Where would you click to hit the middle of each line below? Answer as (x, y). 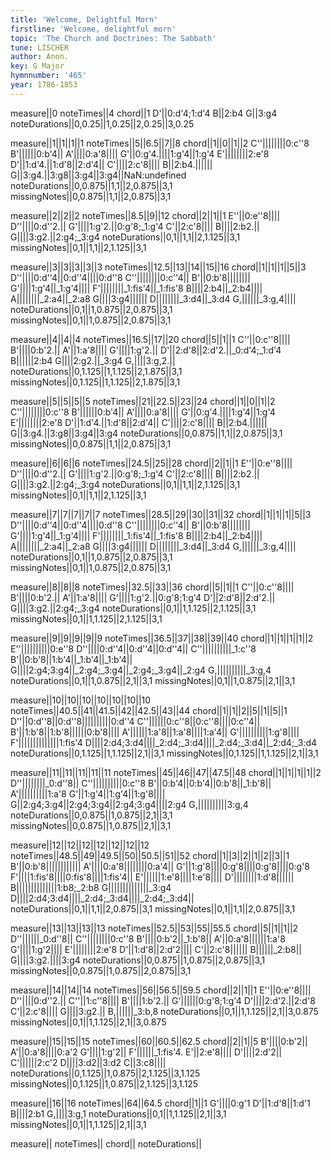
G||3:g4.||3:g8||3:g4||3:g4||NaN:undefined (98, 175)
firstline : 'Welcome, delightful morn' (93, 29)
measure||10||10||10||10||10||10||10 (81, 700)
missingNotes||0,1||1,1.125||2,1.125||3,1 (86, 618)
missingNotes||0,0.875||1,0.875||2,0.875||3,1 (101, 970)
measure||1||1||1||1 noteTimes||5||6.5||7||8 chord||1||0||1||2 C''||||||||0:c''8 (160, 143)
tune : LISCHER (40, 47)
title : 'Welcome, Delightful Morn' (84, 19)
